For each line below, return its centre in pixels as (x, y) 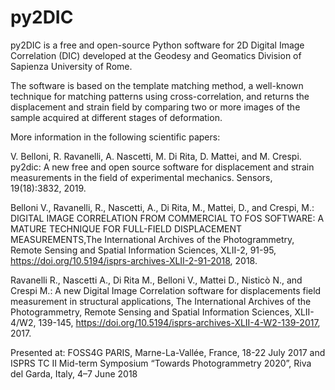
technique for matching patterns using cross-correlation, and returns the (160, 96)
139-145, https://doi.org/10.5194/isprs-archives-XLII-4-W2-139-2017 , (179, 322)
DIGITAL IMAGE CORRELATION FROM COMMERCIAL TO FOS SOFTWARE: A (167, 218)
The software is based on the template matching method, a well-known (157, 85)
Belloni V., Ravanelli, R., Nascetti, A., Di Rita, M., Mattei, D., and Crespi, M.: (162, 207)
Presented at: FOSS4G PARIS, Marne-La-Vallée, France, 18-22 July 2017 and (168, 352)
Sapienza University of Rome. (71, 66)
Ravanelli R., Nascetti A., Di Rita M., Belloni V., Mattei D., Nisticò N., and (156, 280)
